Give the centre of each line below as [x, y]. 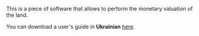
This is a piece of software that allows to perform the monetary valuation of [99, 9]
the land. [17, 15]
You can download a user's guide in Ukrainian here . [71, 27]
